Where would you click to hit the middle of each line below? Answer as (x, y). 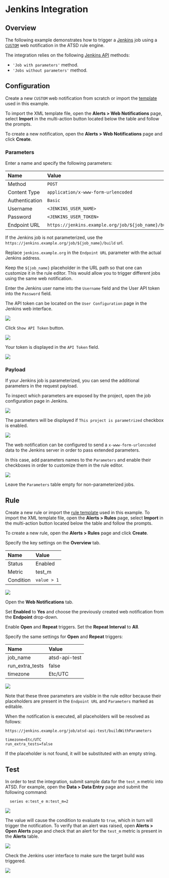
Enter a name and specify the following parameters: (59, 163)
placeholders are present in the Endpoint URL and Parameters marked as (79, 701)
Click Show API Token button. (35, 328)
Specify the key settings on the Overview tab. (53, 543)
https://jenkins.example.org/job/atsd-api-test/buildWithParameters (78, 731)
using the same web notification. (39, 279)
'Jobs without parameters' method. (50, 70)
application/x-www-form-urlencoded (90, 192)
